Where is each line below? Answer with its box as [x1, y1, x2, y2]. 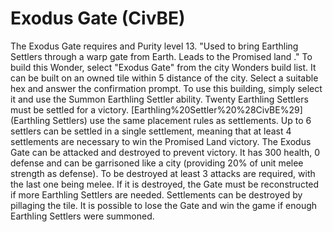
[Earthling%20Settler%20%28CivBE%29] [130, 103, 303, 116]
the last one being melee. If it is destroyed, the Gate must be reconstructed [10, 178, 320, 190]
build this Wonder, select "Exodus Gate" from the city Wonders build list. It [10, 61, 317, 73]
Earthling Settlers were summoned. [10, 210, 155, 222]
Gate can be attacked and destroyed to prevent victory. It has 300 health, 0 [10, 146, 321, 158]
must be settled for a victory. [10, 103, 129, 116]
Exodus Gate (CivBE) [10, 7, 186, 30]
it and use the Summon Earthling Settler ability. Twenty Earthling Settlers [10, 93, 309, 105]
